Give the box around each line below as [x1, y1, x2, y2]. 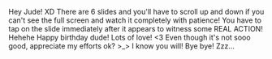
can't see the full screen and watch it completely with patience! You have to [8, 15, 262, 25]
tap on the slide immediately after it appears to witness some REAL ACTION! [8, 24, 264, 33]
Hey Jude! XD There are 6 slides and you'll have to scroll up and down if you [8, 7, 265, 16]
